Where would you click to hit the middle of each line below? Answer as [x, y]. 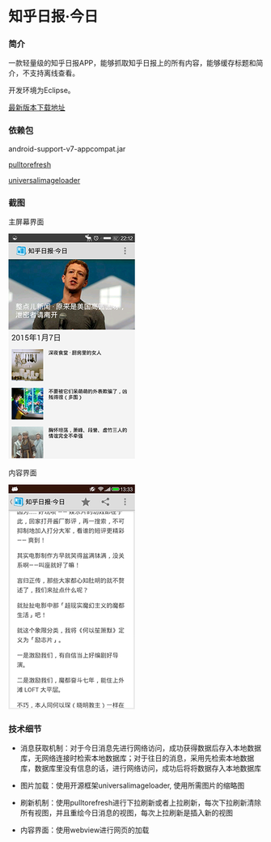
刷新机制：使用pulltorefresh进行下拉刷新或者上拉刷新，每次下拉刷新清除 [140, 803]
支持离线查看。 [54, 73]
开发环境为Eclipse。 [42, 91]
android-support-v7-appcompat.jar [67, 149]
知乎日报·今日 [53, 17]
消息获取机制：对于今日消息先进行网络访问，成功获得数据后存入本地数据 [140, 748]
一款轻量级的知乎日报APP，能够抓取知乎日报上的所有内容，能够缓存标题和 [132, 63]
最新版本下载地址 [37, 108]
